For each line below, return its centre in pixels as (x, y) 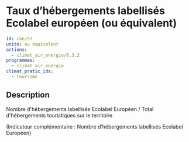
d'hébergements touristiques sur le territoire (59, 115)
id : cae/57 (19, 39)
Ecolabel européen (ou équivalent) (92, 23)
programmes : (20, 60)
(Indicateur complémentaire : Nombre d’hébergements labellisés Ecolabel (94, 126)
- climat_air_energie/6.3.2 (46, 55)
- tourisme (25, 77)
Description (28, 95)
